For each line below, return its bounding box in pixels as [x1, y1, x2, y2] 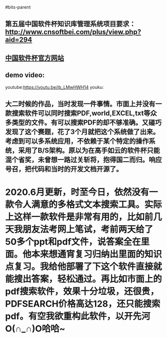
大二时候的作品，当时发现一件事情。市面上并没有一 [5, 99, 162, 108]
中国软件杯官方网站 [5, 54, 64, 62]
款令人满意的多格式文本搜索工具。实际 [5, 199, 163, 210]
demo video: [5, 71, 45, 79]
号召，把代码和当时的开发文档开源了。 [5, 165, 123, 173]
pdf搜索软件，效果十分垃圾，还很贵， [5, 286, 159, 297]
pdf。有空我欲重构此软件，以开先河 [5, 311, 151, 322]
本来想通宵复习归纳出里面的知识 [31, 249, 163, 260]
